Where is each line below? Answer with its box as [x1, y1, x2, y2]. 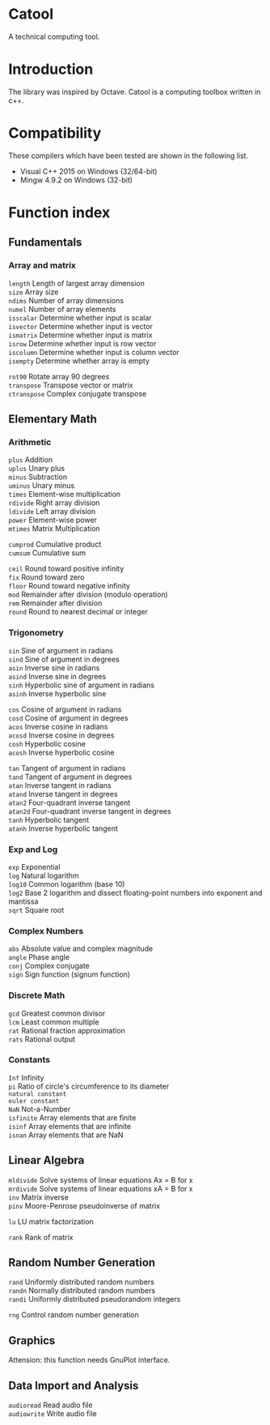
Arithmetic [8, 437, 52, 447]
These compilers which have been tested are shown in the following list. [8, 151, 249, 160]
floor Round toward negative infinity [8, 581, 131, 591]
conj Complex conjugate [8, 961, 91, 971]
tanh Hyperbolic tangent [8, 815, 90, 824]
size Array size [8, 287, 59, 297]
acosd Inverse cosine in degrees [8, 730, 115, 740]
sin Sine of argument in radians [8, 645, 113, 655]
